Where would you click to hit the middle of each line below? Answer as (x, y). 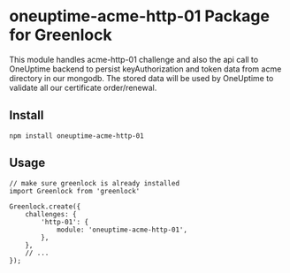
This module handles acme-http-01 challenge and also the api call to (134, 59)
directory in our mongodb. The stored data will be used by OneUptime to (141, 78)
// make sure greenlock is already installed (94, 183)
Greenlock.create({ (45, 206)
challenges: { (51, 214)
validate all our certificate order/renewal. (83, 87)
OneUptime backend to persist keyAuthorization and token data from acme (145, 69)
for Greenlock (61, 35)
